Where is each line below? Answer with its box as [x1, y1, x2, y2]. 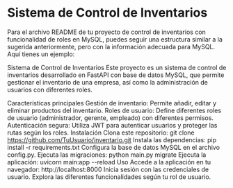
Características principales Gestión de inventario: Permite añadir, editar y [7, 99, 217, 107]
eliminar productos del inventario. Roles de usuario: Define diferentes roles [7, 106, 221, 114]
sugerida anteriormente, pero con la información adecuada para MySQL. [7, 42, 216, 51]
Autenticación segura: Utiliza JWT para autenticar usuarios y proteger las [7, 121, 218, 129]
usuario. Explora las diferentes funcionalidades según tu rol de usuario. [7, 172, 211, 181]
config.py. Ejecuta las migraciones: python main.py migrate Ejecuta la [7, 151, 207, 159]
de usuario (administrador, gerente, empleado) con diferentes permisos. [7, 113, 214, 122]
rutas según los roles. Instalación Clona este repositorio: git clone [7, 128, 195, 137]
